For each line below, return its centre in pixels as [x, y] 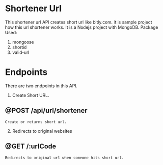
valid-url [21, 52]
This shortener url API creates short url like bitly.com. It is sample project [79, 22]
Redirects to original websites [42, 131]
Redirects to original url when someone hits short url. [65, 158]
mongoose [23, 42]
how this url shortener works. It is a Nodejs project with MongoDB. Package [82, 27]
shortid [19, 47]
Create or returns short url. [36, 122]
